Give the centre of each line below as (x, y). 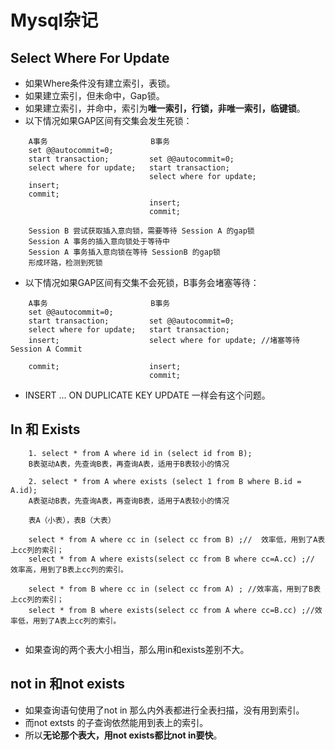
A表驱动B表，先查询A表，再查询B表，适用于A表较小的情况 (129, 501)
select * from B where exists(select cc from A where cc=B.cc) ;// (171, 610)
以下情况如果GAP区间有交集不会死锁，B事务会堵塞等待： (142, 282)
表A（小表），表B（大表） (72, 520)
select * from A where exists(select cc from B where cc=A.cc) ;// (171, 559)
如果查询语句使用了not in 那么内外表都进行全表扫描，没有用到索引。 (164, 710)
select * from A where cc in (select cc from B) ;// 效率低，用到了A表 (177, 539)
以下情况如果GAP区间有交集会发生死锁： (108, 120)
